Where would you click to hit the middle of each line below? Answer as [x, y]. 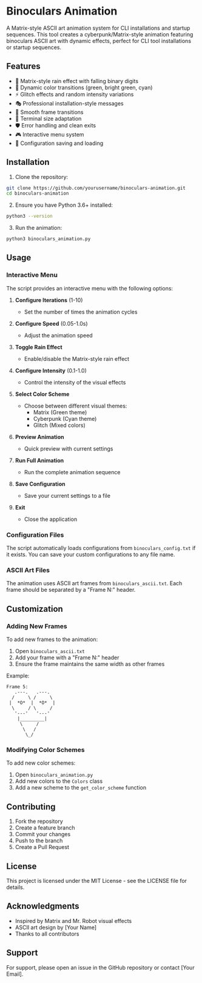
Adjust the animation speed [58, 335]
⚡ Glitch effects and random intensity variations [74, 94]
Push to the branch [39, 840]
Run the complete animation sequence [72, 472]
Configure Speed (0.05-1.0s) [51, 323]
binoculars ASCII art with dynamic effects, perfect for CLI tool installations [99, 41]
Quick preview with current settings [69, 448]
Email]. [15, 974]
